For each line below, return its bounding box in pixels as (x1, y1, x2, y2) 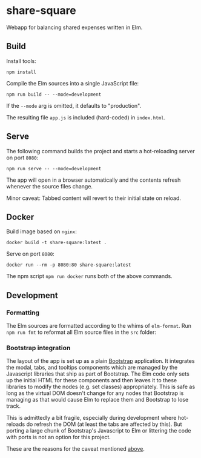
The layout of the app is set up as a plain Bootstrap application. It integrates (6, 357, 195, 365)
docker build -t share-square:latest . (6, 240, 107, 246)
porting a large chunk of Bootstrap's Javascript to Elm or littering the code (6, 427, 191, 434)
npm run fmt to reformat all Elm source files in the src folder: (6, 328, 156, 336)
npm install (6, 69, 36, 75)
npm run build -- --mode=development (6, 91, 102, 98)
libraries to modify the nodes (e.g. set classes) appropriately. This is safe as (6, 383, 196, 391)
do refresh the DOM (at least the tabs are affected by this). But (26, 420, 183, 428)
